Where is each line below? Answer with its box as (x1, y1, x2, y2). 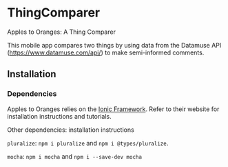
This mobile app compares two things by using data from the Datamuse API (7, 41, 222, 49)
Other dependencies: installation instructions (7, 126, 134, 134)
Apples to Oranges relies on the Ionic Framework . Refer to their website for (7, 105, 220, 113)
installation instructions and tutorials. (7, 112, 112, 120)
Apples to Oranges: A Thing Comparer (7, 28, 116, 36)
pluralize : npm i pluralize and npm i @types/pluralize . (7, 139, 169, 147)
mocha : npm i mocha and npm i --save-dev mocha (7, 152, 143, 160)
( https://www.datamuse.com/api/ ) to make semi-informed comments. (7, 48, 205, 57)
